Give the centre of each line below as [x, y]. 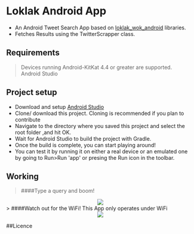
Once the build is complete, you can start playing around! [85, 145]
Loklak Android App [56, 11]
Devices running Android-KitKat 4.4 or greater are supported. [96, 67]
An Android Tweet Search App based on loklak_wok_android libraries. [100, 28]
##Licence [19, 226]
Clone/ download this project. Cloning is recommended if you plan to [99, 113]
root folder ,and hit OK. [43, 132]
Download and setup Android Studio [59, 107]
